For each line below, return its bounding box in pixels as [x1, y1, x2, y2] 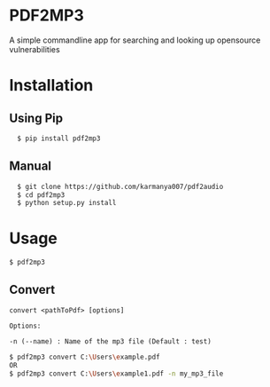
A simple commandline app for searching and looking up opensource [9, 35, 261, 45]
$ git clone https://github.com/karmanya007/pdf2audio [17, 182, 224, 191]
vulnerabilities [9, 43, 60, 54]
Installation [9, 75, 94, 96]
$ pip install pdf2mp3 [17, 134, 101, 143]
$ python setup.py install [17, 199, 117, 208]
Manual [9, 159, 51, 174]
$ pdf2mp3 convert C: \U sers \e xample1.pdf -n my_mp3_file [9, 369, 224, 378]
